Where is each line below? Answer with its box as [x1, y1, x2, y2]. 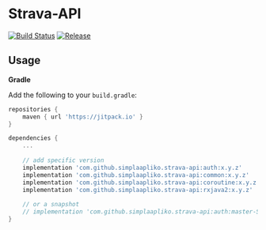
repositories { [8, 105, 59, 113]
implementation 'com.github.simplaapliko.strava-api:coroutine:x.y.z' [22, 179, 260, 187]
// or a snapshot [22, 201, 80, 209]
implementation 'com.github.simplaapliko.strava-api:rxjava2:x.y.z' [22, 186, 253, 194]
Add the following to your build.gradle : [8, 90, 137, 100]
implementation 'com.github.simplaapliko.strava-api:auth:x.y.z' [22, 164, 243, 172]
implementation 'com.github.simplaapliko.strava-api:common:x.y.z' [22, 171, 249, 179]
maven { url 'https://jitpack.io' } [22, 112, 144, 121]
